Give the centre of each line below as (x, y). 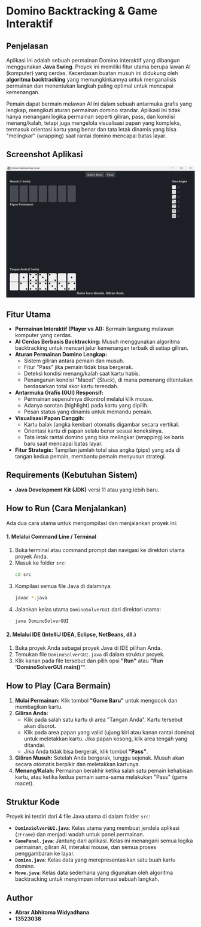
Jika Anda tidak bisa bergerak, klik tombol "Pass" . (86, 751)
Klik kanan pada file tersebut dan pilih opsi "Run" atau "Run (89, 661)
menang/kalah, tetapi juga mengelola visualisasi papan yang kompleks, (94, 123)
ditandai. (35, 745)
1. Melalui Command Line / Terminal (51, 537)
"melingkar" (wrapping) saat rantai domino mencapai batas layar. (86, 136)
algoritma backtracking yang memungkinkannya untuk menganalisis (91, 79)
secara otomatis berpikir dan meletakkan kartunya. (77, 764)
